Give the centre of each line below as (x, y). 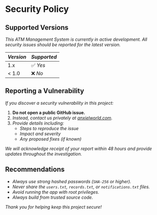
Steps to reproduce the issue (49, 128)
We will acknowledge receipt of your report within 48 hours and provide (78, 148)
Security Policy (37, 9)
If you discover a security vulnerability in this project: (59, 103)
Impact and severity (40, 134)
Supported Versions (37, 28)
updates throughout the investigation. (44, 154)
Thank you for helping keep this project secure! (53, 207)
